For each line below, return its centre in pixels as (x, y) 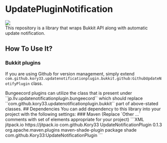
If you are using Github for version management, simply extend (70, 73)
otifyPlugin (17, 84)
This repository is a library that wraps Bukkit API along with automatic (77, 28)
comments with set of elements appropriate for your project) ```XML (75, 119)
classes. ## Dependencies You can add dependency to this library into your (83, 109)
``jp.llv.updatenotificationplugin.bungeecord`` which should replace (74, 98)
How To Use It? (29, 49)
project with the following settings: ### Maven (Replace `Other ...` (73, 114)
